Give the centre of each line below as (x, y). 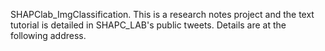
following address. (48, 35)
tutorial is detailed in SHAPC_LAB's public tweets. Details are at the (148, 25)
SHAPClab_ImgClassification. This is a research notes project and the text (162, 14)
